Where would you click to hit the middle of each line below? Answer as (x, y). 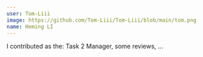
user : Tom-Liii (29, 14)
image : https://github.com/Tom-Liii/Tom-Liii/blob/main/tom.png (101, 20)
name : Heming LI (30, 26)
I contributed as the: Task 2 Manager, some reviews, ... (85, 47)
